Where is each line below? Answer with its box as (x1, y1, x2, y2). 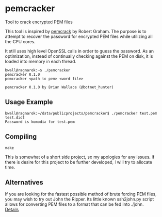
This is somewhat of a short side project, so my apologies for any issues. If (5, 154, 155, 160)
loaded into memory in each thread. (5, 58, 77, 64)
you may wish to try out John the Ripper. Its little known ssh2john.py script (5, 196, 154, 202)
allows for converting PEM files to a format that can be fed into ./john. (5, 201, 144, 207)
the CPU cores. (5, 38, 35, 44)
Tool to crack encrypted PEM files (5, 19, 73, 25)
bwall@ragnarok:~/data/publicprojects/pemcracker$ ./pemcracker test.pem (5, 111, 158, 116)
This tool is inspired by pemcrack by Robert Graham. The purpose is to (5, 28, 146, 34)
